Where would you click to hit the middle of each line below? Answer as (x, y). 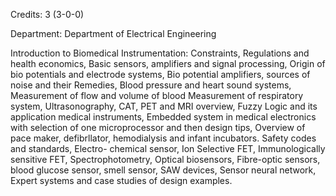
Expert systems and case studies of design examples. (121, 180)
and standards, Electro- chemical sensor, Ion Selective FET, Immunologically (168, 148)
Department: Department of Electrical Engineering (113, 33)
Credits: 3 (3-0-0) (47, 14)
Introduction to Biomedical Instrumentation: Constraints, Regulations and (160, 53)
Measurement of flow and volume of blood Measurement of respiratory (157, 95)
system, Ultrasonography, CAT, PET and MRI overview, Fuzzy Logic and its (164, 106)
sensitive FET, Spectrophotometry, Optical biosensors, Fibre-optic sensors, (165, 159)
